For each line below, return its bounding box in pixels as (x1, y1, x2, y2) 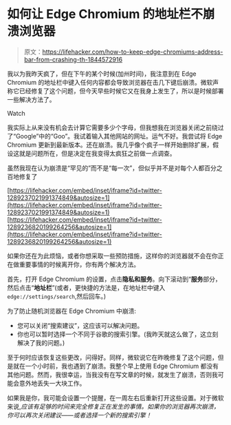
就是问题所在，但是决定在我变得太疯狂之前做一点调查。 (19, 149, 176, 157)
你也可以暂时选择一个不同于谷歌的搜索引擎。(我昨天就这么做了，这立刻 (16, 330, 219, 338)
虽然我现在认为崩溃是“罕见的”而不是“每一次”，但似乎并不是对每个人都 (7, 163, 205, 172)
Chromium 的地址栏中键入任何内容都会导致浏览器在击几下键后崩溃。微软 (7, 78, 213, 86)
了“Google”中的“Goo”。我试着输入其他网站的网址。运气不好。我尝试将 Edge (7, 132, 223, 140)
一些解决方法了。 (7, 95, 56, 103)
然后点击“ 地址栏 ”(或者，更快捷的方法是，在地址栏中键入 (7, 283, 166, 291)
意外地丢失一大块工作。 (19, 379, 86, 387)
